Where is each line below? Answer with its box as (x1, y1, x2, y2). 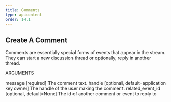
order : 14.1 (5, 17, 31, 22)
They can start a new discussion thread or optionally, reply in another (5, 55, 152, 61)
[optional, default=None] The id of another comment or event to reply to (5, 91, 157, 97)
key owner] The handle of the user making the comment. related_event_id (5, 85, 160, 92)
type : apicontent (5, 12, 42, 17)
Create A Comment (5, 36, 68, 44)
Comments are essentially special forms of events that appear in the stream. (5, 49, 166, 56)
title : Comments (5, 7, 40, 13)
